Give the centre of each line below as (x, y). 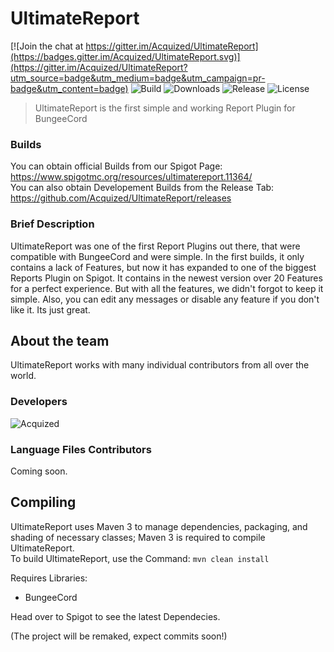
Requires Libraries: (49, 578)
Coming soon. (39, 471)
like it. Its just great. (50, 309)
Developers (39, 402)
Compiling (43, 502)
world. (23, 376)
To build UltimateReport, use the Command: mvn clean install (140, 558)
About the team (60, 340)
